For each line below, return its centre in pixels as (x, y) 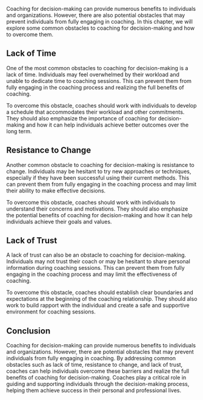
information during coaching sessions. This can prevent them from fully (95, 268)
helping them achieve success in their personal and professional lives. (94, 390)
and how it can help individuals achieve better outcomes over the (107, 125)
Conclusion (28, 331)
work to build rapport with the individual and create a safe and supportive (98, 306)
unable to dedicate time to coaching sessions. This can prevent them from (99, 80)
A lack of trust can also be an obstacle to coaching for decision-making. (96, 255)
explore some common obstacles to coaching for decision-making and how (101, 28)
